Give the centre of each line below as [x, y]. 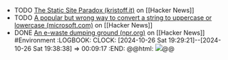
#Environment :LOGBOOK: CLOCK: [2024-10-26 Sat [90, 40]
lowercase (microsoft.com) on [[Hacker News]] [83, 25]
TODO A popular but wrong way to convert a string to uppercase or [113, 18]
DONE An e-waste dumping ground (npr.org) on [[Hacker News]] [109, 32]
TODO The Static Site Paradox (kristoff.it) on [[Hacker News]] [104, 10]
